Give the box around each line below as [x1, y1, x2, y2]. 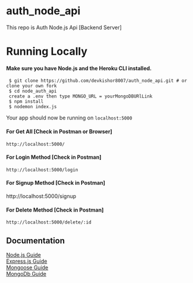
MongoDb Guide [6, 270, 46, 277]
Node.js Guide [6, 251, 42, 258]
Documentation [6, 235, 65, 246]
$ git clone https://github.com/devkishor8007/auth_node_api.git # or [8, 78, 187, 84]
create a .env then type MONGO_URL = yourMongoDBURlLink [8, 93, 153, 99]
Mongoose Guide [6, 263, 49, 271]
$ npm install [8, 99, 44, 105]
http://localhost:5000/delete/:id [6, 219, 92, 225]
